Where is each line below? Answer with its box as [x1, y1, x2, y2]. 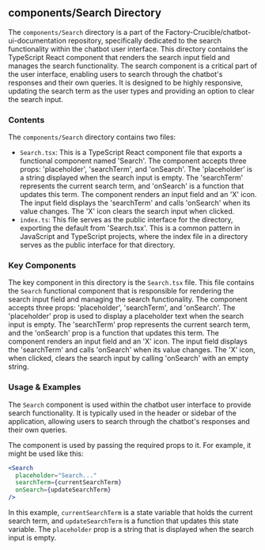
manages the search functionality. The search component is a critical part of [8, 61, 258, 70]
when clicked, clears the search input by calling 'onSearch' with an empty [8, 354, 249, 363]
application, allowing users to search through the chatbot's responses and [8, 416, 251, 426]
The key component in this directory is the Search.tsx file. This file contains [8, 278, 255, 287]
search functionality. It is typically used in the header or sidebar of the [8, 408, 237, 418]
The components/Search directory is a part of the [8, 27, 164, 36]
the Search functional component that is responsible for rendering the [8, 286, 235, 296]
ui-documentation [8, 36, 67, 45]
